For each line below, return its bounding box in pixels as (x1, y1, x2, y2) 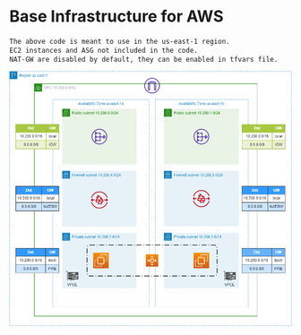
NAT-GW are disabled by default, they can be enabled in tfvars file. (9, 55, 279, 64)
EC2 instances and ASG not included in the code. (9, 46, 199, 55)
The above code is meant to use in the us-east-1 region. (9, 37, 230, 46)
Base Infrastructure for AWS (9, 6, 224, 27)
